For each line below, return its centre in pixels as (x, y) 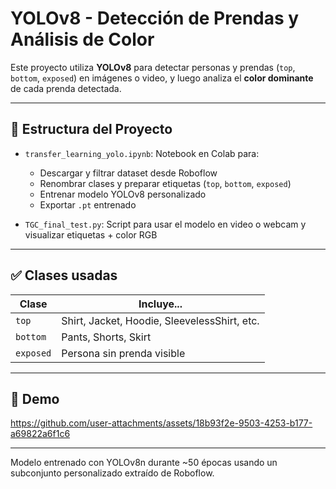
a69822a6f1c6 (40, 434)
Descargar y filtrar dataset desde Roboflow (128, 173)
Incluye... (160, 304)
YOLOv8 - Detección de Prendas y (155, 18)
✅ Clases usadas (64, 275)
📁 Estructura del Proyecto (91, 129)
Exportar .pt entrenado (88, 204)
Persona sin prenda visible (123, 353)
